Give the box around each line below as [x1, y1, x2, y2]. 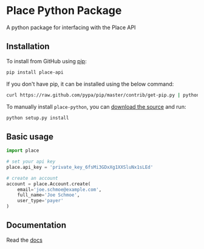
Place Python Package [6, 4, 122, 18]
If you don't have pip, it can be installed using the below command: [6, 80, 174, 87]
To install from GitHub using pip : [6, 57, 87, 64]
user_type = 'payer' [17, 198, 64, 204]
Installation [6, 41, 50, 52]
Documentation [6, 220, 67, 231]
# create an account [6, 175, 59, 181]
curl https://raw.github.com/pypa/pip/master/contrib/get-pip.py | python [6, 92, 200, 98]
